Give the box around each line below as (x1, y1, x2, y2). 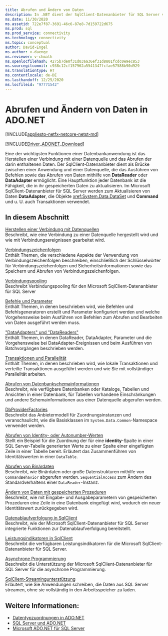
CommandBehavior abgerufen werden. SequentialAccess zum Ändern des (5, 474, 151, 480)
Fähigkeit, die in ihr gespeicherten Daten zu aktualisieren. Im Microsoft (5, 182, 150, 188)
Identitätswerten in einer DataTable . (5, 454, 78, 460)
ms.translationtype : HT (5, 68, 55, 73)
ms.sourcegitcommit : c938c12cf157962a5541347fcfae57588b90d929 (5, 63, 140, 68)
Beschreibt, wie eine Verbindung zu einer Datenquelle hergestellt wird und (5, 232, 158, 238)
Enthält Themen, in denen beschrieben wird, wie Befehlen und (5, 303, 133, 309)
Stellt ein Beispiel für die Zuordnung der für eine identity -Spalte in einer (5, 438, 153, 444)
